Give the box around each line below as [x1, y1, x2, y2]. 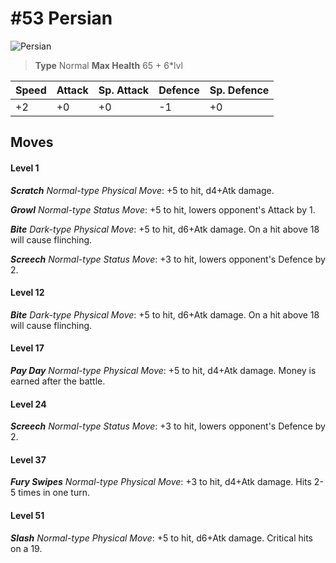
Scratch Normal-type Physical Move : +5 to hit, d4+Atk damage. [10, 184, 275, 196]
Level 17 [10, 342, 45, 354]
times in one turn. [18, 487, 90, 499]
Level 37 [10, 453, 47, 466]
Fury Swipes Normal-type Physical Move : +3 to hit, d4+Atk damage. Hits [10, 476, 312, 488]
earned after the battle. [10, 375, 106, 387]
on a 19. [10, 542, 43, 554]
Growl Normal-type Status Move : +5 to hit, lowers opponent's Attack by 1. [10, 203, 316, 216]
